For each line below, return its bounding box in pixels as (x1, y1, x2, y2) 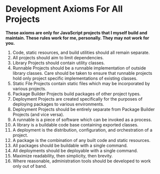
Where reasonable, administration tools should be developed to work (12, 158, 151, 164)
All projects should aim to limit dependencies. (12, 54, 104, 60)
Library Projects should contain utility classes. (12, 60, 105, 66)
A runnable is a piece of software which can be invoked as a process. (12, 117, 152, 122)
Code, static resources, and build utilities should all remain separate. (12, 50, 150, 55)
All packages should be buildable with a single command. (12, 142, 128, 148)
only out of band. (12, 163, 47, 169)
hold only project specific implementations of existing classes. (12, 75, 138, 81)
